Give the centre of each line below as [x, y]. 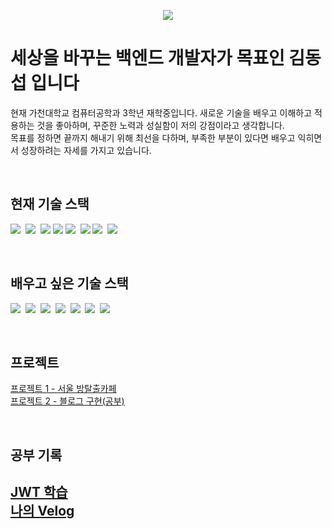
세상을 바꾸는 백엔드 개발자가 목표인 [147, 58]
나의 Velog [42, 511]
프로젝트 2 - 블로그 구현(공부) [67, 401]
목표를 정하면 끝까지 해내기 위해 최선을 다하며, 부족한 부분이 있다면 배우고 [153, 137]
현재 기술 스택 [50, 204]
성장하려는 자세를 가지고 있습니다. [86, 150]
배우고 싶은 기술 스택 [69, 283]
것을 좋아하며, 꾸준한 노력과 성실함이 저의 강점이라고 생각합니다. [160, 125]
